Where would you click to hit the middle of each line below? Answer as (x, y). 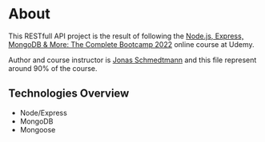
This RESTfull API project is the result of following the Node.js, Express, (126, 36)
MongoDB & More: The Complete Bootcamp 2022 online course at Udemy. (131, 44)
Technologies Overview (69, 94)
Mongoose (38, 129)
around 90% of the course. (53, 68)
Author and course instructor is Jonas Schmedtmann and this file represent (132, 60)
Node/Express (44, 112)
